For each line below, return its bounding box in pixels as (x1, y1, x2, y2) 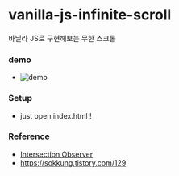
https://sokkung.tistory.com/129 (19, 157, 127, 167)
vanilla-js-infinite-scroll (8, 6, 172, 24)
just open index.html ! (19, 111, 92, 120)
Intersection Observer (19, 149, 94, 159)
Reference (8, 131, 50, 142)
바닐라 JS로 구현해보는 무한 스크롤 (8, 33, 117, 43)
